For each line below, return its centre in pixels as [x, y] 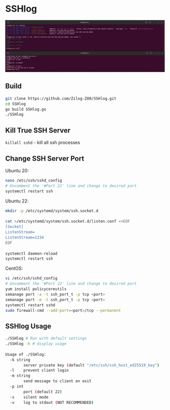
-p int [17, 387]
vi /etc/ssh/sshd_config [31, 278]
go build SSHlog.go [26, 109]
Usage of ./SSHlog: [26, 354]
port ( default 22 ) [43, 392]
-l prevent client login [39, 371]
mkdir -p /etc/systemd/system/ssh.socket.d [52, 211]
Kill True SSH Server [38, 130]
